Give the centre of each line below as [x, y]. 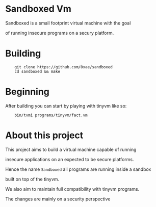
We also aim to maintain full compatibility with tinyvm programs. [72, 189]
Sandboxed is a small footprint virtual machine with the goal [68, 23]
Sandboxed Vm [38, 9]
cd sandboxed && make [37, 71]
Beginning [28, 92]
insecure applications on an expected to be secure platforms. [70, 159]
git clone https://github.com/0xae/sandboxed [64, 67]
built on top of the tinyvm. [32, 179]
